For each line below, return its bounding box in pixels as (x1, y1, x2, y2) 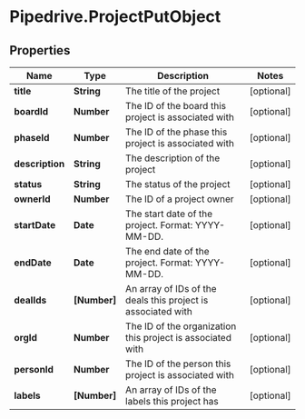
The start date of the (125, 207, 213, 220)
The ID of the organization (125, 320, 237, 333)
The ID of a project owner (125, 193, 234, 205)
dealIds (14, 294, 47, 306)
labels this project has (125, 395, 220, 407)
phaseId (14, 132, 50, 144)
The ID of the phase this (125, 125, 228, 138)
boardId (14, 105, 49, 117)
